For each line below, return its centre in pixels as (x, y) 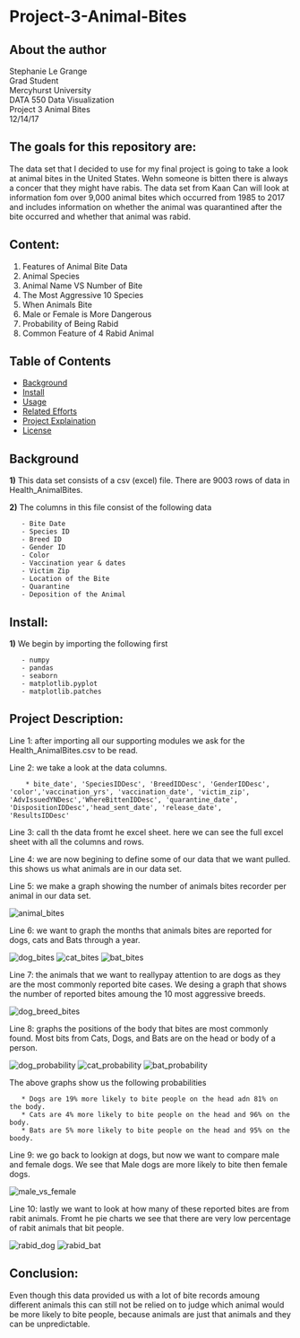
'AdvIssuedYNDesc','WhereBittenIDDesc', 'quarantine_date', (124, 800)
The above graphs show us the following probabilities (108, 1082)
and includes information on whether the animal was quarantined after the (146, 207)
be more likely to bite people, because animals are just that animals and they (150, 1314)
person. (24, 1047)
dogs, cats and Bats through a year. (75, 939)
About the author (58, 50)
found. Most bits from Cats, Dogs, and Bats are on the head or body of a (142, 1038)
